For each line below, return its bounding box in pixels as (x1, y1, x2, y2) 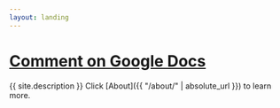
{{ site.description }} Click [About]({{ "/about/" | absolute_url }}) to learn (9, 81, 272, 91)
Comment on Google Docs (9, 50, 206, 71)
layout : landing (9, 12, 69, 22)
